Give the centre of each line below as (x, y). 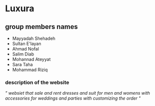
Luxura (20, 9)
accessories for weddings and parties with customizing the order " (73, 98)
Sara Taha (22, 65)
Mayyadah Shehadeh (34, 38)
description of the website (37, 82)
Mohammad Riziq (30, 70)
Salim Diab (23, 54)
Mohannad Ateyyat (31, 59)
